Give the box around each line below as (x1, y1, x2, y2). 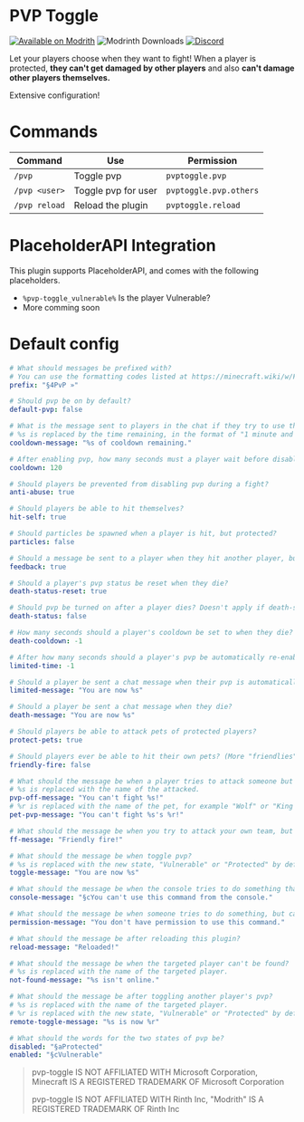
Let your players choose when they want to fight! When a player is (9, 53, 256, 63)
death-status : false (9, 612, 88, 621)
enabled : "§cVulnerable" (9, 1050, 103, 1060)
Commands (9, 121, 99, 142)
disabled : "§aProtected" (9, 1042, 103, 1051)
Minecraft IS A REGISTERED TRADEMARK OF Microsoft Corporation (31, 1077, 285, 1088)
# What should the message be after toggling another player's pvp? (9, 993, 273, 1002)
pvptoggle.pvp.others (166, 185, 260, 196)
